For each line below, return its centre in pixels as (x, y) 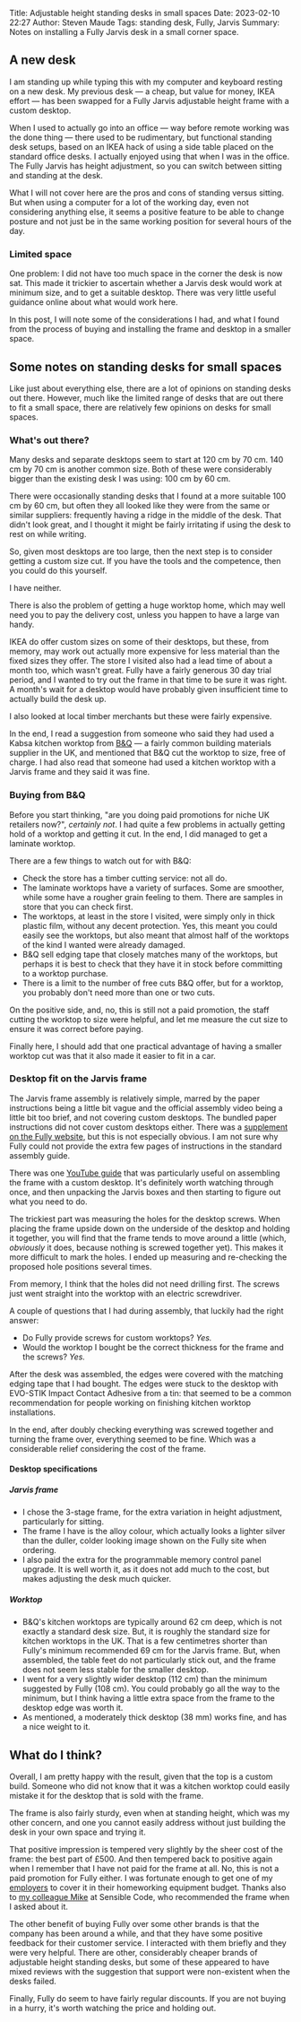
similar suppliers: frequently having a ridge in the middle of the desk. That (146, 516)
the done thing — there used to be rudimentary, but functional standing (141, 137)
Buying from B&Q (47, 795)
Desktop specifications (54, 1469)
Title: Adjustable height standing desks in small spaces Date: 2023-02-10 (145, 13)
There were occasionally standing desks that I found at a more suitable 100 (148, 496)
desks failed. (33, 1982)
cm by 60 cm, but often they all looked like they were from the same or (140, 506)
